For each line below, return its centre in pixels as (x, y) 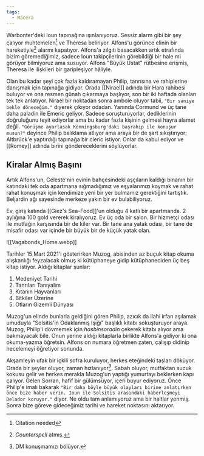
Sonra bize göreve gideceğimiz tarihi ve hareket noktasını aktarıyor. (90, 405)
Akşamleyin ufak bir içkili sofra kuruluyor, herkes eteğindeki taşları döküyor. (101, 360)
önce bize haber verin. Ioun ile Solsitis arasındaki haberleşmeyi (93, 393)
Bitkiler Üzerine (34, 298)
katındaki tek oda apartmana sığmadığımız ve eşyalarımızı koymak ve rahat (100, 186)
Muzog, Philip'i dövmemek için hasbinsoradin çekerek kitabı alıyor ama (95, 329)
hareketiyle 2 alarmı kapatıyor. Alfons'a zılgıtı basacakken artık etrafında (95, 49)
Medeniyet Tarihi (36, 278)
